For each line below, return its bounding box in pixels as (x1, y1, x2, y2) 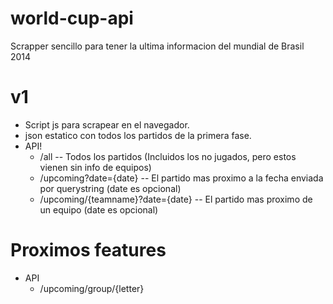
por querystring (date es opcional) (39, 182, 182, 194)
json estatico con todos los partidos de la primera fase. (24, 129, 252, 141)
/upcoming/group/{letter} (39, 282, 145, 294)
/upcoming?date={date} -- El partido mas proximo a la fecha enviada (39, 172, 324, 184)
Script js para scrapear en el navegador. (24, 118, 190, 131)
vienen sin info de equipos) (39, 161, 152, 173)
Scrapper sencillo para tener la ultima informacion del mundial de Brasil (10, 40, 305, 52)
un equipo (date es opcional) (39, 203, 159, 216)
